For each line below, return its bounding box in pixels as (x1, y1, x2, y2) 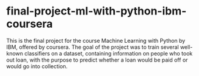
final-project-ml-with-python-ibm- (6, 4, 187, 18)
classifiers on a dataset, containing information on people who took (24, 49, 193, 57)
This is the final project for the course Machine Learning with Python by (6, 37, 186, 44)
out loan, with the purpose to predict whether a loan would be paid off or (6, 56, 188, 63)
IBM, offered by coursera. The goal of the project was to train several (6, 43, 179, 51)
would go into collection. (6, 62, 68, 70)
